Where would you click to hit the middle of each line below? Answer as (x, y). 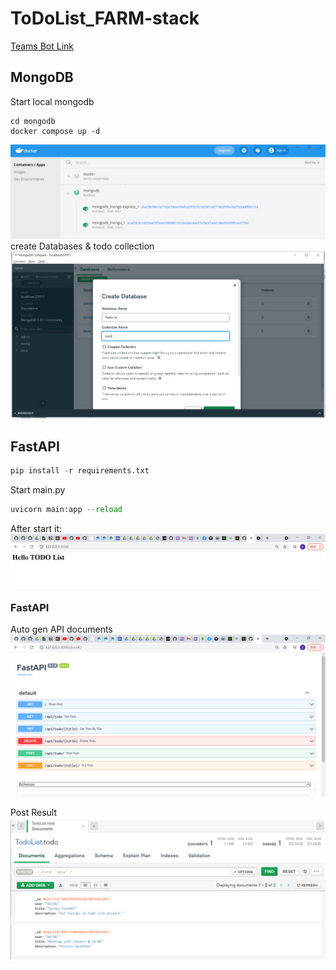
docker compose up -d (55, 131)
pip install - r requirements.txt (80, 471)
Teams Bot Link (42, 46)
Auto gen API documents (61, 629)
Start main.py (38, 490)
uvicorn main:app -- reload (66, 510)
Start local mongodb (52, 101)
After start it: (36, 528)
